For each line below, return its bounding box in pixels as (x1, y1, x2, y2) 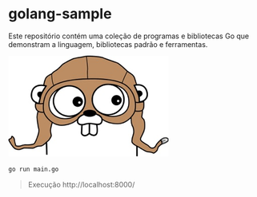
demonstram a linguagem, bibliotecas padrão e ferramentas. (8, 39, 208, 49)
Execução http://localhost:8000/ (27, 179, 135, 189)
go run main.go (8, 165, 59, 173)
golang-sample (8, 5, 112, 23)
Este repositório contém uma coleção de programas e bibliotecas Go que (8, 31, 250, 41)
